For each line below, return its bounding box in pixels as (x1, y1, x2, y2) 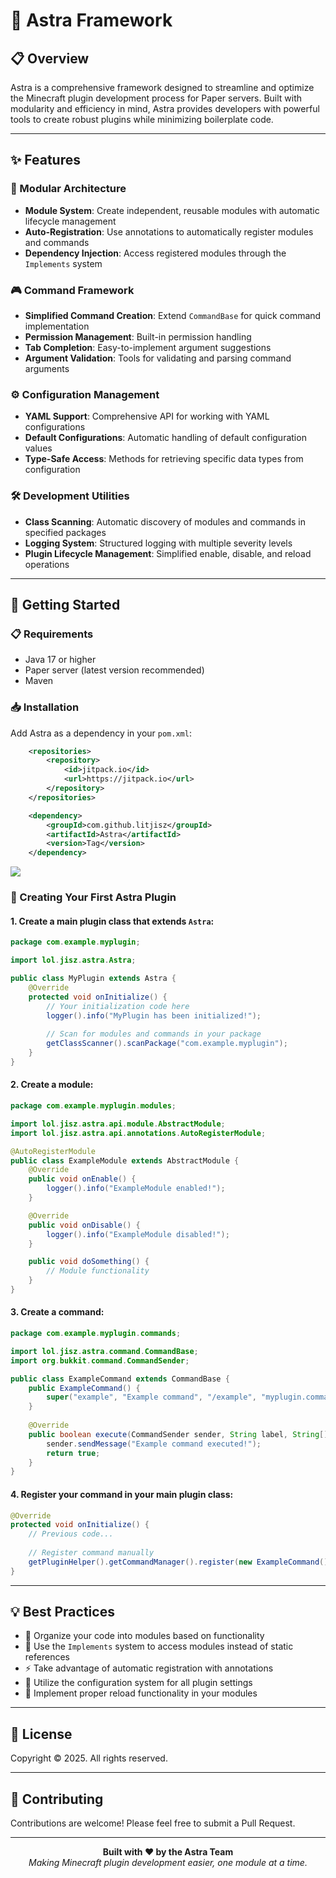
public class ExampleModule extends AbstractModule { (10, 1155, 240, 1166)
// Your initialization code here (46, 1001, 190, 1011)
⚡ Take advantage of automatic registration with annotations (24, 1662, 274, 1674)
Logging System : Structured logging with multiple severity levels (24, 537, 293, 549)
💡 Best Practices (10, 1604, 115, 1621)
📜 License (10, 1725, 73, 1743)
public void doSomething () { (28, 1257, 150, 1267)
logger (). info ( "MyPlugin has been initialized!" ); (46, 1010, 262, 1021)
